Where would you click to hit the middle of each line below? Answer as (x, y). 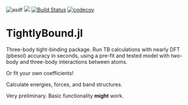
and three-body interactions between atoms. (74, 62)
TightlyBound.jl (45, 34)
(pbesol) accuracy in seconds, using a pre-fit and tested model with (88, 55)
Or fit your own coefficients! (40, 73)
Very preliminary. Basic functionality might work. (65, 96)
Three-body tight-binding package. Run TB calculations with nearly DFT (93, 49)
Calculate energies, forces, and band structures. (64, 84)
